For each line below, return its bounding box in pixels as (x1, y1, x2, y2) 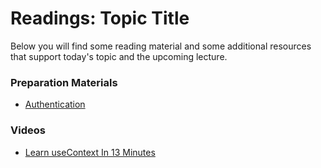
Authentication (24, 98, 86, 111)
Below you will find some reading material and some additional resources (10, 40, 312, 52)
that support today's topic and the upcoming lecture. (10, 50, 228, 62)
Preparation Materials (10, 75, 118, 89)
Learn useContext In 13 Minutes (24, 146, 156, 158)
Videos (10, 123, 46, 137)
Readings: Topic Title (10, 7, 190, 30)
